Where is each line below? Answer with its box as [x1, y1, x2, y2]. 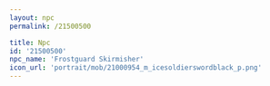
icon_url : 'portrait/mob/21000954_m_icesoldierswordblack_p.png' [9, 63, 262, 72]
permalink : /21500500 [9, 22, 92, 31]
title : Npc [9, 38, 51, 47]
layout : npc [9, 13, 55, 23]
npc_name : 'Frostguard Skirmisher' [9, 55, 145, 64]
